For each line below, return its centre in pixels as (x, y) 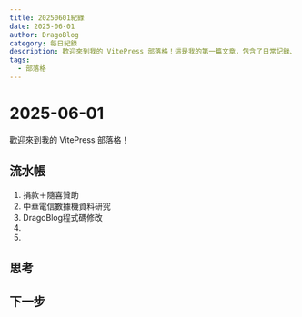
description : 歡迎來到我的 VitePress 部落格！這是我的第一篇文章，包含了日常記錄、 (153, 52)
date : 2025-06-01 (42, 26)
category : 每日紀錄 (44, 43)
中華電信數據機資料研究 (66, 206)
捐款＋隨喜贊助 (50, 194)
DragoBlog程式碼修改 (62, 217)
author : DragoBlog (44, 35)
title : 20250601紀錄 (47, 18)
